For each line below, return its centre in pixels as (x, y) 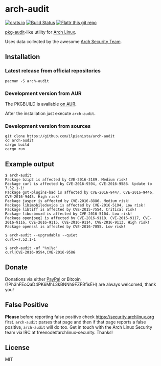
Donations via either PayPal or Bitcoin (43, 279)
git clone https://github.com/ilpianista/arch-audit (60, 136)
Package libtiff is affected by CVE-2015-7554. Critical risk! (71, 210)
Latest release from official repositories (53, 71)
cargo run (15, 149)
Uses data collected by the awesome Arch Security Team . (64, 41)
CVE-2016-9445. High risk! (33, 197)
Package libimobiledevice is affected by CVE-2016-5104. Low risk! (75, 206)
